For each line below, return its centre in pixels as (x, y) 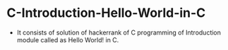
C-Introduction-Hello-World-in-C (106, 13)
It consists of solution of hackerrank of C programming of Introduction (119, 32)
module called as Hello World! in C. (68, 39)
